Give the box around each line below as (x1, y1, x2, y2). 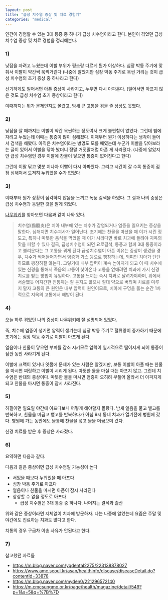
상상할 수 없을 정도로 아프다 (12, 494, 67, 500)
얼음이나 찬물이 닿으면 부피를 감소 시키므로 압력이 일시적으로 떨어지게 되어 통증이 (5, 344, 163, 350)
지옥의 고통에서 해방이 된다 (31, 291, 84, 297)
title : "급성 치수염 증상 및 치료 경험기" (5, 12, 82, 17)
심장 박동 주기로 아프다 (12, 481, 57, 487)
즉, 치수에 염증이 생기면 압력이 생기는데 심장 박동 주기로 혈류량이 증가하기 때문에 (5, 327, 162, 333)
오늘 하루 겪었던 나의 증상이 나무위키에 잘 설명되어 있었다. (5, 317, 118, 323)
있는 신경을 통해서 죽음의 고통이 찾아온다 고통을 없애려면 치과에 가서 (17, 266, 150, 272)
